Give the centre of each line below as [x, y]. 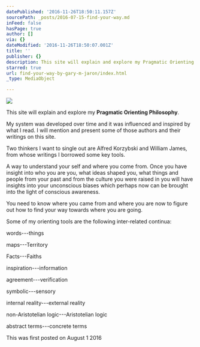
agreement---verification [37, 280]
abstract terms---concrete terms [47, 326]
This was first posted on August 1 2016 [54, 338]
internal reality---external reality [46, 303]
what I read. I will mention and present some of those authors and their [93, 130]
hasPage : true [24, 29]
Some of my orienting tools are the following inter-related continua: [89, 222]
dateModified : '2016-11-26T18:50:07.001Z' [60, 46]
